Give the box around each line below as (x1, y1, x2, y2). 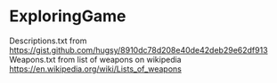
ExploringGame (9, 6, 126, 26)
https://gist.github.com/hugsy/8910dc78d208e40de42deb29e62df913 (9, 44, 269, 55)
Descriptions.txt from (9, 35, 87, 46)
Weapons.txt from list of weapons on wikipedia (9, 54, 182, 64)
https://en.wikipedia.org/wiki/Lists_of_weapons (9, 64, 183, 74)
